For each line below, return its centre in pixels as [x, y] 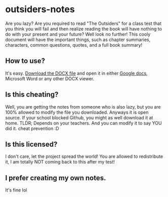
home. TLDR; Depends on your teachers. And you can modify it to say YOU [83, 123]
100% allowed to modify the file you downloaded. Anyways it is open [77, 112]
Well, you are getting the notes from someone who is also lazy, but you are [83, 107]
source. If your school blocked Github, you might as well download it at [79, 117]
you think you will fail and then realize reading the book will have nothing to [83, 28]
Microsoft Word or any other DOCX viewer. [50, 78]
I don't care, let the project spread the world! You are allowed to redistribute [84, 156]
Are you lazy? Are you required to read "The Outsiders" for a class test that [83, 23]
